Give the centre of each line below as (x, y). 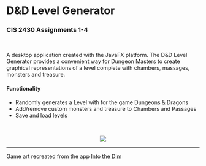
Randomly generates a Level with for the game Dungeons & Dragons (102, 102)
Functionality (24, 89)
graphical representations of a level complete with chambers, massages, (98, 68)
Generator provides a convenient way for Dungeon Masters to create (93, 61)
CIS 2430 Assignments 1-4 (47, 30)
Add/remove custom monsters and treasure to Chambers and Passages (106, 108)
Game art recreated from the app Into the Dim (64, 156)
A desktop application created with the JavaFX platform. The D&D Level (97, 55)
